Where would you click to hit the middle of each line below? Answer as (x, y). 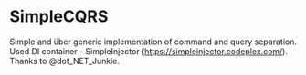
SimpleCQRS (59, 17)
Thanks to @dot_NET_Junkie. (65, 61)
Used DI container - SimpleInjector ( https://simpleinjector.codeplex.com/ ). (148, 51)
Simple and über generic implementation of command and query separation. (153, 42)
